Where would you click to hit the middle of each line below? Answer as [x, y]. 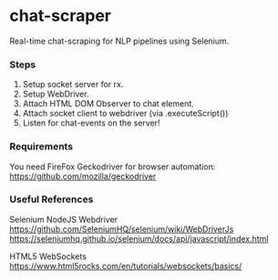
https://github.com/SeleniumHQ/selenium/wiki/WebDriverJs [122, 229]
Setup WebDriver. [56, 94]
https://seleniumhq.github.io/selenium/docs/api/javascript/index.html [139, 238]
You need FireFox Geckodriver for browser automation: [113, 166]
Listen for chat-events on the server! [91, 123]
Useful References [51, 199]
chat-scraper [61, 16]
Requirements [41, 146]
